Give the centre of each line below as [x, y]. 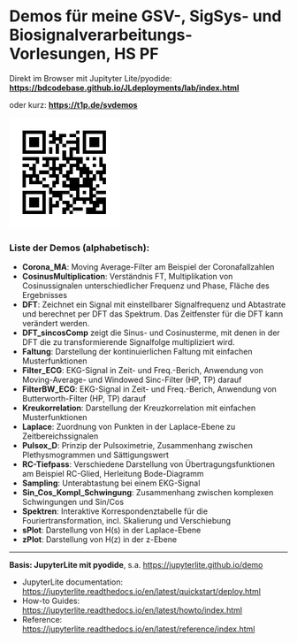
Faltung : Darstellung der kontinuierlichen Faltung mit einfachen [137, 352]
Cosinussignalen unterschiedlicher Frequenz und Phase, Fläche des [145, 286]
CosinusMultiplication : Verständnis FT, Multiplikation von [127, 277]
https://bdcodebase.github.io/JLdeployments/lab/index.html [124, 88]
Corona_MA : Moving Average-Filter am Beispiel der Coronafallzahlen [148, 267]
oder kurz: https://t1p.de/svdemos [73, 104]
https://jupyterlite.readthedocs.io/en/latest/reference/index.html [138, 629]
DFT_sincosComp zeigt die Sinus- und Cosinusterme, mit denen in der [151, 333]
